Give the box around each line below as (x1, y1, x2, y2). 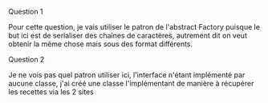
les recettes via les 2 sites (8, 87, 94, 97)
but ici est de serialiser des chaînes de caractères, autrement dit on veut (8, 31, 247, 40)
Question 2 (8, 55, 45, 64)
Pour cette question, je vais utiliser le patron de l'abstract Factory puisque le (8, 22, 261, 31)
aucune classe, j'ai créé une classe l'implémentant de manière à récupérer (8, 79, 254, 88)
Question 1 (8, 7, 43, 16)
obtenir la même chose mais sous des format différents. (8, 39, 193, 49)
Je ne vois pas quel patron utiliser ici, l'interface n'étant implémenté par (8, 70, 246, 79)
